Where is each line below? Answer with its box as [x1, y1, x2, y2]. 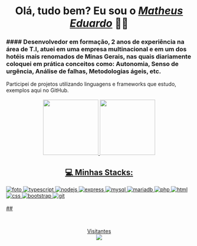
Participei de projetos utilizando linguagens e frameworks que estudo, [6, 81, 177, 88]
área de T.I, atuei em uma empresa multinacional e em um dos [6, 45, 187, 54]
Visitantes [87, 228, 111, 235]
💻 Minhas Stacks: [65, 167, 133, 178]
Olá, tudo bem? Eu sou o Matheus [15, 4, 183, 18]
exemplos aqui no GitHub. [6, 87, 69, 94]
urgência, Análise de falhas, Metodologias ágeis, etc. [6, 67, 162, 76]
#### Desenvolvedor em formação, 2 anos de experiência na [6, 38, 185, 46]
